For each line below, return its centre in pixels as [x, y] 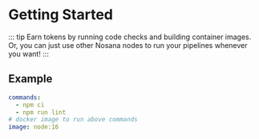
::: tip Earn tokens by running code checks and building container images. [130, 37]
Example [30, 79]
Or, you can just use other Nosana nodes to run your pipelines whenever [128, 45]
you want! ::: [29, 54]
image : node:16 [34, 127]
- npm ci [30, 105]
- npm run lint [41, 112]
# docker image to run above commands [73, 120]
